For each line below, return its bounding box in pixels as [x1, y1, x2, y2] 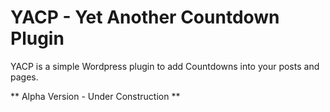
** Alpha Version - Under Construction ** [10, 90, 181, 102]
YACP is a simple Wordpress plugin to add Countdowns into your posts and [10, 60, 320, 72]
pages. [10, 71, 39, 83]
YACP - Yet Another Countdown [10, 6, 280, 29]
